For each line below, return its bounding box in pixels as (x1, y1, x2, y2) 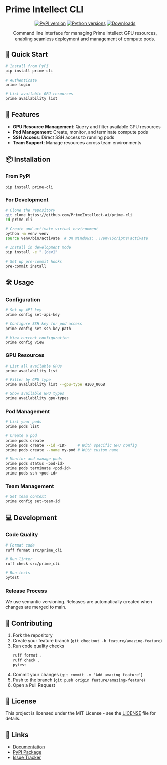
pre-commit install (5, 264, 47, 269)
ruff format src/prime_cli (5, 548, 62, 553)
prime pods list (5, 424, 39, 429)
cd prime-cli (5, 217, 33, 223)
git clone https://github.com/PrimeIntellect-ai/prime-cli (5, 212, 133, 217)
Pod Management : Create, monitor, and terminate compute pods (12, 129, 148, 135)
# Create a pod (5, 433, 37, 438)
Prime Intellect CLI (5, 4, 84, 15)
